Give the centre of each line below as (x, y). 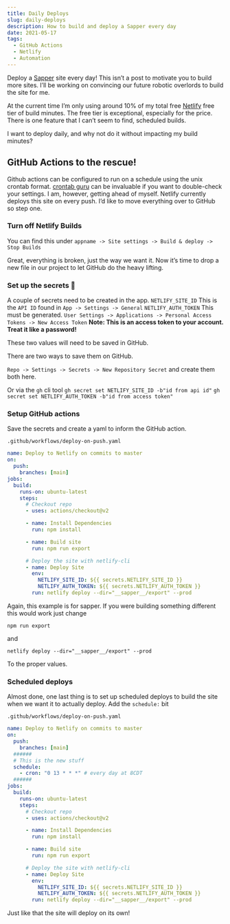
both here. (22, 377)
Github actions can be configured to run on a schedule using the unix (105, 179)
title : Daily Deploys (38, 13)
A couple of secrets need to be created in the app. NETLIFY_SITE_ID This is (112, 300)
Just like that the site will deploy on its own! (69, 913)
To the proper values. (37, 664)
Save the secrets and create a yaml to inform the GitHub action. (97, 429)
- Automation (32, 58)
